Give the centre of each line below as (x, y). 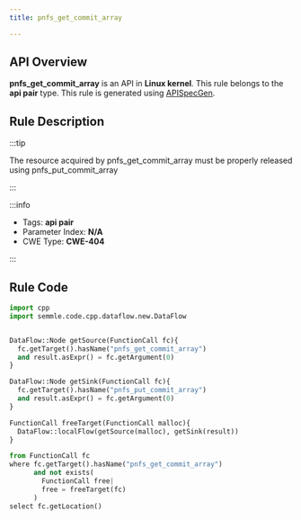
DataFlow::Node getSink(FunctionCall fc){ (90, 382)
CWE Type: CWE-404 (63, 242)
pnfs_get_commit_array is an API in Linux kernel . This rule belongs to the (146, 84)
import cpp (30, 308)
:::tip (18, 143)
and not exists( (63, 473)
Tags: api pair (48, 222)
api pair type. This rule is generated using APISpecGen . (112, 93)
